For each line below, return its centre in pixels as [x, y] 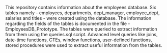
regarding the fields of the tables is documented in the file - [68, 23]
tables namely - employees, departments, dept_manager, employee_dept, [82, 13]
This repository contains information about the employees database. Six [81, 7]
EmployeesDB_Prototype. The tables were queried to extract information [81, 29]
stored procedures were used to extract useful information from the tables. [84, 45]
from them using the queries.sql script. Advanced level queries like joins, [81, 34]
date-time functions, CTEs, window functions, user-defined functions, [79, 40]
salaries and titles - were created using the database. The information [78, 18]
